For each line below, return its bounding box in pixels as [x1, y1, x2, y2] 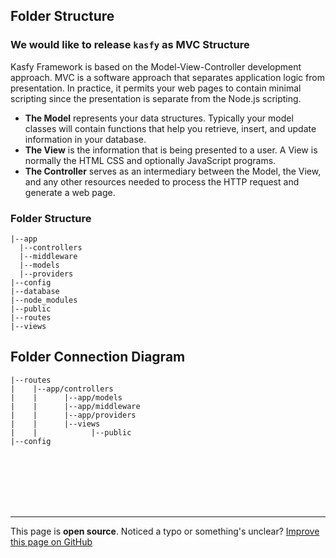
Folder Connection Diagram [10, 349, 186, 366]
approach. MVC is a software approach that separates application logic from [10, 71, 325, 83]
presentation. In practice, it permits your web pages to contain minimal [10, 82, 302, 94]
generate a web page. [24, 186, 116, 198]
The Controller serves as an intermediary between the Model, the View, [24, 165, 322, 177]
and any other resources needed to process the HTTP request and [24, 175, 300, 188]
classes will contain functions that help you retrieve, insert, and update [24, 122, 317, 134]
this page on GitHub [10, 535, 93, 548]
